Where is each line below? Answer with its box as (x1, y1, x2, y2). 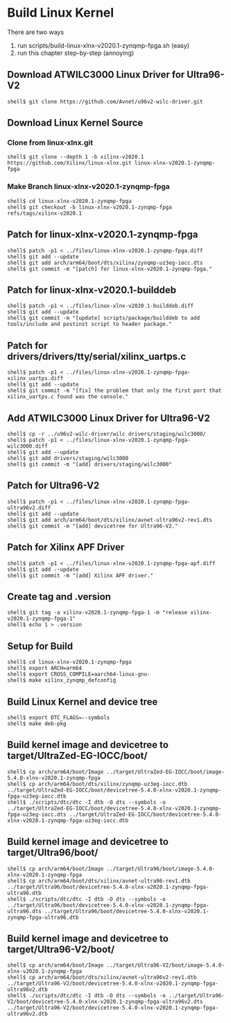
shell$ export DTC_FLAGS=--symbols (7, 714, 110, 721)
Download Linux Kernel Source (7, 117, 144, 129)
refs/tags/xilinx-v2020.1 (7, 210, 82, 217)
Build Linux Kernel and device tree (7, 696, 158, 707)
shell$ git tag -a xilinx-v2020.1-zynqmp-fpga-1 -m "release (7, 609, 188, 616)
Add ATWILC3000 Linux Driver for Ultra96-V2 (7, 412, 210, 424)
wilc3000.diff (7, 443, 49, 450)
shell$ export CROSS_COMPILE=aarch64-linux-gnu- (7, 671, 151, 678)
